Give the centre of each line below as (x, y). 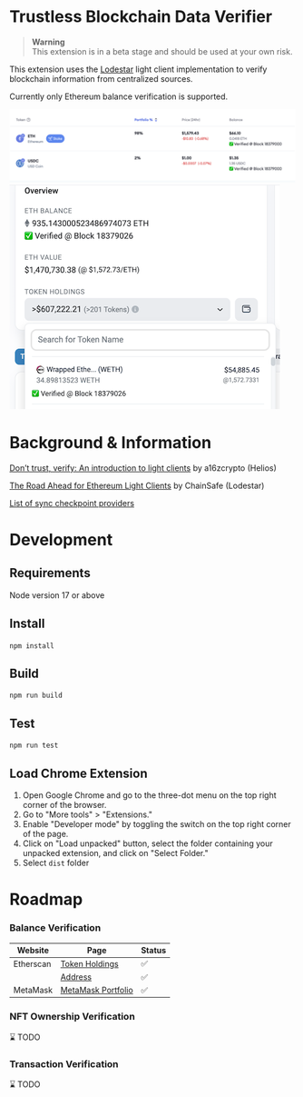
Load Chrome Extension (78, 773)
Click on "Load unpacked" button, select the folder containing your (148, 843)
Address (76, 977)
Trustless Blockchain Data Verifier (141, 17)
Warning (48, 42)
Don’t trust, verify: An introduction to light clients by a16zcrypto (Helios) (143, 468)
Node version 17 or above (57, 595)
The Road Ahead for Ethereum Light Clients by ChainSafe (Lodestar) (137, 485)
